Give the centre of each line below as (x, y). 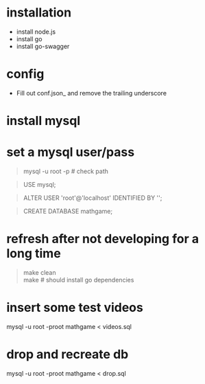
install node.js (36, 32)
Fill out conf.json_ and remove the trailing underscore (92, 93)
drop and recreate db (68, 354)
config (25, 74)
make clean (39, 272)
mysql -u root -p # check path (66, 171)
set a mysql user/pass (71, 152)
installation (39, 13)
